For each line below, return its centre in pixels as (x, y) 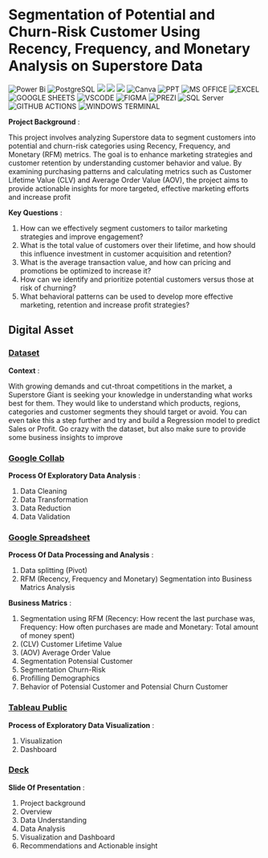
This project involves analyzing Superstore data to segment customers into (132, 137)
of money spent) (47, 636)
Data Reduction (45, 508)
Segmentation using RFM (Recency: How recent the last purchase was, (137, 619)
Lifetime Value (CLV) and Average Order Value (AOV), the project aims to (128, 180)
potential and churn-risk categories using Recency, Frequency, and (120, 145)
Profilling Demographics (60, 678)
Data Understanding (53, 819)
